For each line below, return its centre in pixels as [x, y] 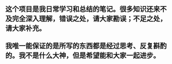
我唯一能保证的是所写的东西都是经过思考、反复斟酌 [86, 46]
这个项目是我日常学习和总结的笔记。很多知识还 [79, 9]
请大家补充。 [26, 28]
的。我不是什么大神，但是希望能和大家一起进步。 [83, 56]
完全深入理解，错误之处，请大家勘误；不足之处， [89, 19]
